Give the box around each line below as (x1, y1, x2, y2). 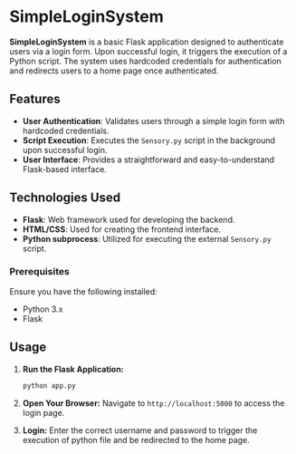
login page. (22, 407, 65, 418)
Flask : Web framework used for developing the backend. (22, 214, 235, 225)
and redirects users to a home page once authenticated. (9, 65, 219, 76)
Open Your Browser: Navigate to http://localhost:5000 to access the (22, 397, 285, 409)
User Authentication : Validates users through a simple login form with (22, 115, 285, 126)
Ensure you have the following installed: (9, 285, 158, 296)
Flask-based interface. (22, 163, 107, 174)
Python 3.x (22, 304, 63, 314)
